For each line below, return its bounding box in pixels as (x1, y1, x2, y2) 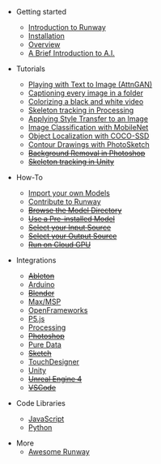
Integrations (15, 255, 57, 265)
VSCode (28, 383, 57, 392)
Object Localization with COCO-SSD (28, 131, 150, 141)
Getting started (15, 7, 67, 16)
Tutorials (15, 64, 46, 74)
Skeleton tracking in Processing (28, 105, 134, 115)
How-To (15, 173, 43, 182)
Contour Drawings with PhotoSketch (28, 140, 150, 149)
